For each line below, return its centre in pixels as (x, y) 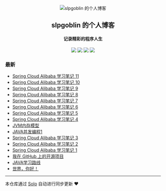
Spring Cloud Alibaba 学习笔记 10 (46, 82)
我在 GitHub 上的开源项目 (38, 156)
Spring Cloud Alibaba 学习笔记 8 (45, 94)
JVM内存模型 (26, 125)
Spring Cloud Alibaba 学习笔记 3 (45, 138)
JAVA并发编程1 (27, 131)
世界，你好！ (25, 168)
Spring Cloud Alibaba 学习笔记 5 (45, 113)
